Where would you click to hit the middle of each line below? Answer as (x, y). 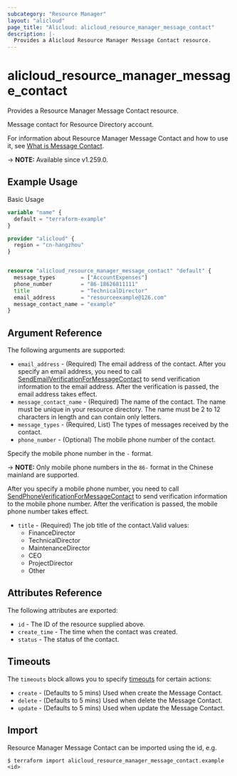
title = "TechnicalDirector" (81, 291)
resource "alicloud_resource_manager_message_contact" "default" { (110, 271)
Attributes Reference (55, 593)
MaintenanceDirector (59, 548)
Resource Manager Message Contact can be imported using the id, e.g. (112, 747)
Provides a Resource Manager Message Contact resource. (93, 111)
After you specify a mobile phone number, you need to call (93, 489)
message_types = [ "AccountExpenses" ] (81, 277)
